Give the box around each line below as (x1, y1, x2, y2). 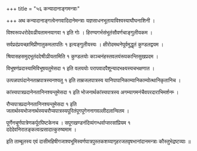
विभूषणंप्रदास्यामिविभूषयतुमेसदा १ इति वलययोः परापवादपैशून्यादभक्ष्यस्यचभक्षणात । (6, 65, 155, 72)
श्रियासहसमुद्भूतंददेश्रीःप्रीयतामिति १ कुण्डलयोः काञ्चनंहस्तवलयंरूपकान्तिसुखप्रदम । (6, 53, 159, 60)
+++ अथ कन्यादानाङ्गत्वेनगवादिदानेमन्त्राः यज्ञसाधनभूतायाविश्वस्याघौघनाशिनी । (6, 17, 156, 24)
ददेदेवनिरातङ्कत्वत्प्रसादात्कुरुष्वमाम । (6, 126, 77, 133)
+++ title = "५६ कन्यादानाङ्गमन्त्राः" (6, 5, 80, 12)
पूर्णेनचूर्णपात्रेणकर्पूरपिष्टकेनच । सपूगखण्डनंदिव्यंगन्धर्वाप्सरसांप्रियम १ (6, 119, 131, 126)
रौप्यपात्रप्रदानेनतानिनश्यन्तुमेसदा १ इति (6, 101, 77, 107)
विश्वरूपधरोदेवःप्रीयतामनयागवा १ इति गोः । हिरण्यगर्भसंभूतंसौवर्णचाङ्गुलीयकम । (6, 29, 153, 36)
